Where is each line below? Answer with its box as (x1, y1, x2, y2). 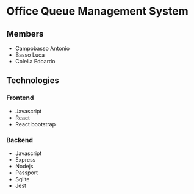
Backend (6, 135, 34, 144)
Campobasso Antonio (15, 45, 70, 52)
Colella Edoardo (15, 58, 56, 65)
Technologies (6, 75, 60, 86)
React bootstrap (15, 120, 56, 128)
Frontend (6, 93, 34, 102)
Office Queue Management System (6, 4, 189, 18)
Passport (15, 169, 38, 176)
